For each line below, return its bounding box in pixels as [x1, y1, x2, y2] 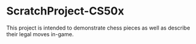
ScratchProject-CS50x [6, 4, 124, 18]
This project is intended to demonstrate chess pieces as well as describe [6, 24, 190, 31]
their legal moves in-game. [6, 30, 74, 37]
